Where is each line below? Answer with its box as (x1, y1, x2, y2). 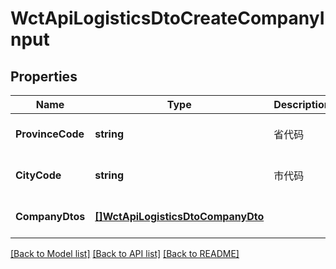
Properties (10, 68, 78, 85)
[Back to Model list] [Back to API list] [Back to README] (10, 248, 240, 259)
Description (273, 98, 331, 111)
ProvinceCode (15, 127, 85, 141)
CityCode (15, 168, 62, 182)
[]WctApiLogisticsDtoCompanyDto (94, 210, 265, 223)
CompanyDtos (15, 210, 86, 223)
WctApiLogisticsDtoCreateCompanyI (10, 7, 325, 30)
